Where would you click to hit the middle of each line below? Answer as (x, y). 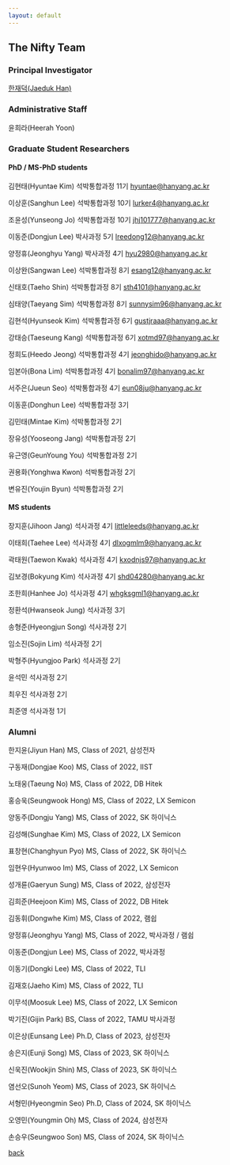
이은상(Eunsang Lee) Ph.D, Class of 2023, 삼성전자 (90, 1036)
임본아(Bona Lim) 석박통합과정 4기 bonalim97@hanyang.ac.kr (106, 371)
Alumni (23, 731)
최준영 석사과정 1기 (37, 711)
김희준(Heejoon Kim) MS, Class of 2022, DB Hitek (89, 901)
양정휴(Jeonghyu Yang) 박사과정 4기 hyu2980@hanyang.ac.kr (108, 253)
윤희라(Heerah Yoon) (41, 127)
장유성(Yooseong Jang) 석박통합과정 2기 (72, 438)
